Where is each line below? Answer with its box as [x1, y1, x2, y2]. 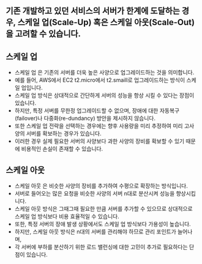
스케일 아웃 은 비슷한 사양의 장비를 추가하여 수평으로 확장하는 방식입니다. [14, 182, 188, 189]
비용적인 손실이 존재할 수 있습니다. [21, 145, 103, 153]
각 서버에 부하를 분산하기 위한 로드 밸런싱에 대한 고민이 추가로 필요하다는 [14, 243, 188, 251]
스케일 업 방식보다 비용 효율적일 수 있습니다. [14, 213, 120, 220]
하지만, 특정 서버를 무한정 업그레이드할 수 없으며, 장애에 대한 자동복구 [14, 107, 180, 114]
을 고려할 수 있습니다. [6, 29, 81, 39]
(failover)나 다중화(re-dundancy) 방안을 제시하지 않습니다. [14, 115, 156, 122]
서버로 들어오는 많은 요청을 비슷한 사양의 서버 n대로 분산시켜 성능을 [14, 190, 175, 197]
